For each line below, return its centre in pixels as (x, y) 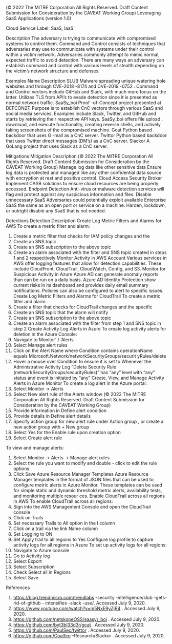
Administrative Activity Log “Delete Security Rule (65, 367)
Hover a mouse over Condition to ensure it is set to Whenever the (82, 362)
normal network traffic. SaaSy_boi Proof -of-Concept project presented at (84, 103)
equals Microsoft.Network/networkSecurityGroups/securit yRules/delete (90, 356)
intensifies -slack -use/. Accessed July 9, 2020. (96, 603)
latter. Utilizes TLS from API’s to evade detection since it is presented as (82, 97)
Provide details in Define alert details (52, 416)
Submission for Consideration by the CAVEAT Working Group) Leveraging (83, 13)
